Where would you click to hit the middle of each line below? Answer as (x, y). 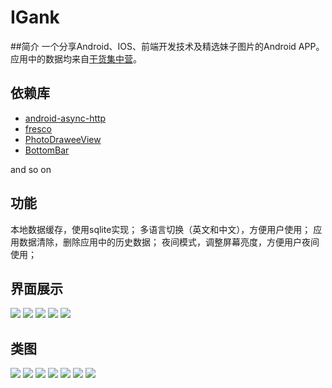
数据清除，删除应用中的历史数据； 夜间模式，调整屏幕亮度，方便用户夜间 (169, 242)
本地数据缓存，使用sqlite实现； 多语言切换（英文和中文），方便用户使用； (161, 229)
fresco (38, 128)
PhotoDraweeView (63, 139)
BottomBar (47, 150)
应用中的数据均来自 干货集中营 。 (76, 58)
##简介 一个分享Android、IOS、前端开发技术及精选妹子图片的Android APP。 (167, 46)
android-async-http (65, 118)
